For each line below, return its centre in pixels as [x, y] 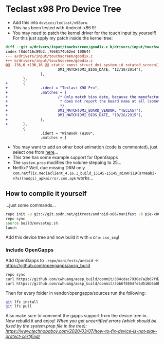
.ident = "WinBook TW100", [68, 133]
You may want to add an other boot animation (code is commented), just [85, 147]
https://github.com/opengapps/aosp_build [48, 265]
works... [85, 178]
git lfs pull [19, 306]
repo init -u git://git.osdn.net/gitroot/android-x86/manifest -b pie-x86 [83, 214]
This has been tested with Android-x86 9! [54, 27]
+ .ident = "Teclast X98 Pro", [52, 88]
